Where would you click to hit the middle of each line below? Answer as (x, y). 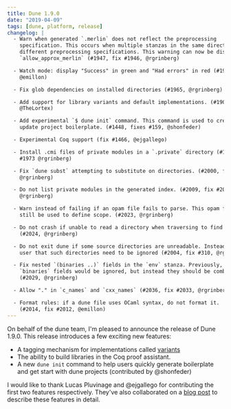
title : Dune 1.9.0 (33, 13)
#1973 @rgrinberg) (46, 158)
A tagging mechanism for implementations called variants (99, 349)
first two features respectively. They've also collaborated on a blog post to (112, 392)
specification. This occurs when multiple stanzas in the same (112, 45)
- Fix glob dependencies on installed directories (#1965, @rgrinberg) (118, 90)
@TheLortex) (36, 108)
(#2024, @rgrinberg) (49, 234)
